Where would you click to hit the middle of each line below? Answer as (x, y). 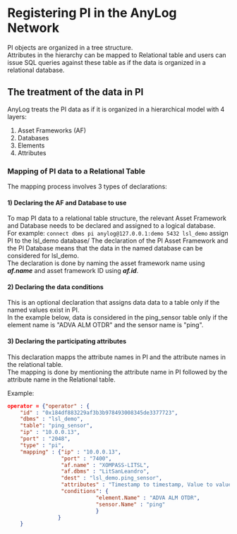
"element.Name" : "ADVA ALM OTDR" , (148, 498)
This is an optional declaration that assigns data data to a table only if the (114, 303)
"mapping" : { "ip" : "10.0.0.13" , (71, 452)
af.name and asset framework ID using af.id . (73, 271)
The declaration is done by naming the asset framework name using (106, 263)
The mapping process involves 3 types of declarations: (87, 187)
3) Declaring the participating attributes (67, 341)
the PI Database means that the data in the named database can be (105, 248)
